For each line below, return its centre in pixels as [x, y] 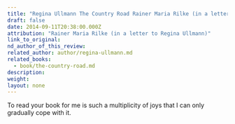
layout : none [26, 85]
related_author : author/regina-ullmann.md [70, 53]
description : [26, 72]
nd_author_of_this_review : [47, 46]
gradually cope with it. [39, 113]
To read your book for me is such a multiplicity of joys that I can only [106, 105]
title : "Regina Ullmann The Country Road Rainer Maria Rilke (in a [108, 14]
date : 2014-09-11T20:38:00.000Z [54, 27]
